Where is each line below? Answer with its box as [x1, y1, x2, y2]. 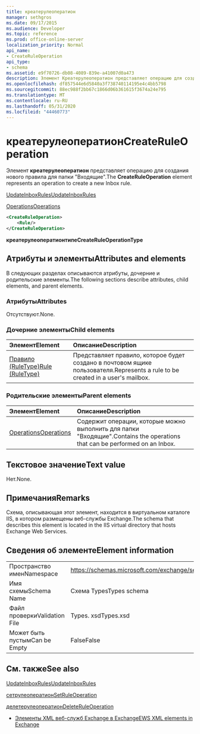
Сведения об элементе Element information [6, 545, 174, 555]
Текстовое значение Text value [6, 460, 126, 470]
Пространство [9, 562, 51, 571]
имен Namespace [9, 570, 58, 578]
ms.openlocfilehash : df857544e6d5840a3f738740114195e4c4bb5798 [6, 81, 167, 87]
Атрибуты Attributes [6, 297, 67, 305]
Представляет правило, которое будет [73, 351, 185, 359]
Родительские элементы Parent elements [6, 392, 132, 400]
